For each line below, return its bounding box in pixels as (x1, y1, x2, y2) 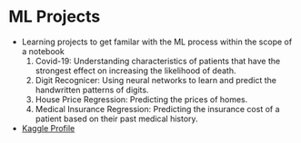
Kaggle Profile (21, 122, 75, 133)
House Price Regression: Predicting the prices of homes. (35, 93, 248, 105)
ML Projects (8, 6, 101, 27)
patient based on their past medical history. (35, 113, 198, 124)
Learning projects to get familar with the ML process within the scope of (21, 36, 293, 47)
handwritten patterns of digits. (35, 84, 149, 95)
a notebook (21, 45, 65, 56)
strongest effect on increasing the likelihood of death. (35, 65, 236, 76)
